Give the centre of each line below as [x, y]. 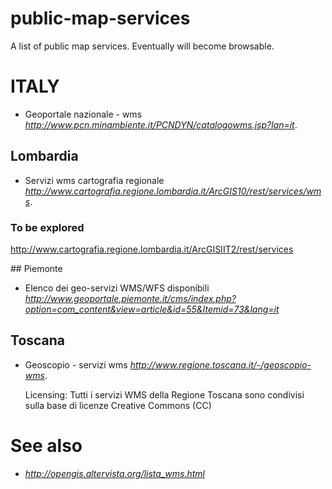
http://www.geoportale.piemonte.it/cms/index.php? [130, 298]
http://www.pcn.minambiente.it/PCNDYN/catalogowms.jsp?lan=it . [161, 124]
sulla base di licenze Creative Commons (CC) [118, 405]
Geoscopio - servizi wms [76, 364]
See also [46, 445]
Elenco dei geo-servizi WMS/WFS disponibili [117, 288]
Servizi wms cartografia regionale [94, 180]
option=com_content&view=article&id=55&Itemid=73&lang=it [152, 309]
